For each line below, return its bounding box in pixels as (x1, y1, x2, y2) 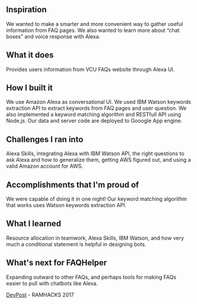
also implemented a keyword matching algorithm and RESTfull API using (6, 111, 182, 118)
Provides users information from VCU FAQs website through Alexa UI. (6, 66, 175, 73)
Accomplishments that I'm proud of (6, 179, 139, 189)
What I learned (6, 218, 61, 229)
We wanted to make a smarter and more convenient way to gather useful (6, 20, 183, 27)
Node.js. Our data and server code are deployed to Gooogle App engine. (6, 117, 183, 125)
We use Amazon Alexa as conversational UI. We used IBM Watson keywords (6, 99, 192, 106)
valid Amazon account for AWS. (6, 162, 84, 170)
